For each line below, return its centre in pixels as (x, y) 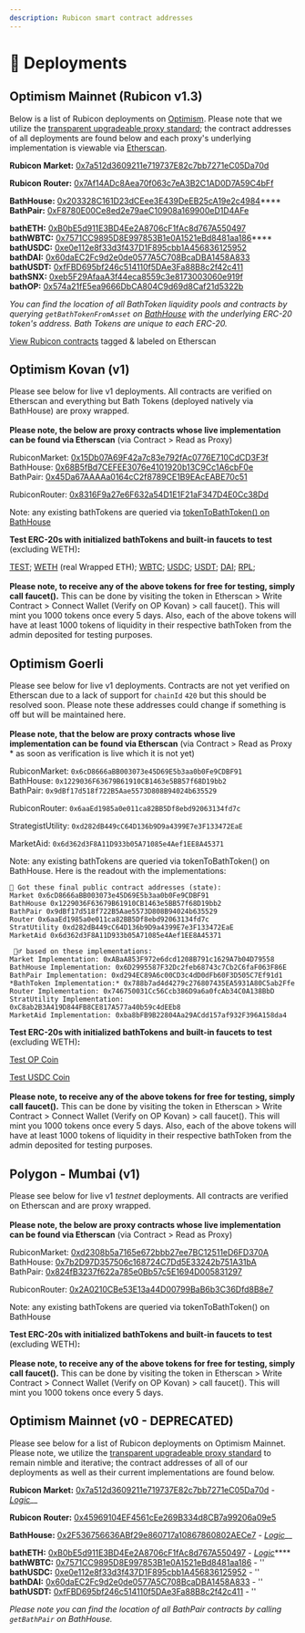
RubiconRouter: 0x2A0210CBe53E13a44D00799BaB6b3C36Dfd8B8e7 (142, 1290)
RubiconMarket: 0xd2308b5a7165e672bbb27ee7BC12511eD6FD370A (139, 1253)
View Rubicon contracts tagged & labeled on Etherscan (113, 341)
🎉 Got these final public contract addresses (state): (116, 888)
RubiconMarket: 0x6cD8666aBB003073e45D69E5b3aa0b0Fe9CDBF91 (126, 771)
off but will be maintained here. (68, 715)
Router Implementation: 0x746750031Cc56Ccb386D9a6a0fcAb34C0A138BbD (142, 992)
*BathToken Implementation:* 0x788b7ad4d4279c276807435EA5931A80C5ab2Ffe (152, 983)
